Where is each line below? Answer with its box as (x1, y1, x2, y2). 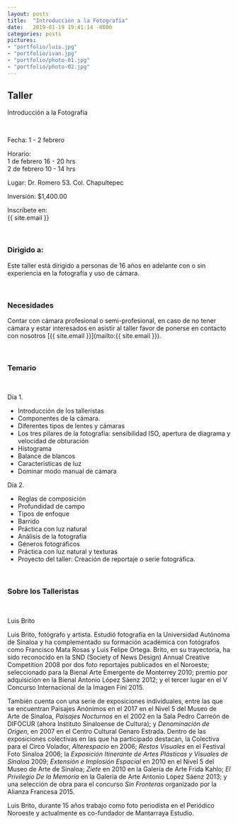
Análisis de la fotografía (17, 532, 87, 541)
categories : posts (7, 30, 62, 38)
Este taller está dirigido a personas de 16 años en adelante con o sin (7, 261, 206, 270)
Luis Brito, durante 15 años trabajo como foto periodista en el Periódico (7, 801, 215, 810)
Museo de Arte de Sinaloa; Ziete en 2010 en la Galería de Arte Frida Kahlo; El (7, 764, 231, 773)
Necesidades (7, 300, 55, 310)
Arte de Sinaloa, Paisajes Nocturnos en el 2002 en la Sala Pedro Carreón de (7, 712, 229, 720)
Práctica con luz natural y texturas (17, 548, 118, 556)
